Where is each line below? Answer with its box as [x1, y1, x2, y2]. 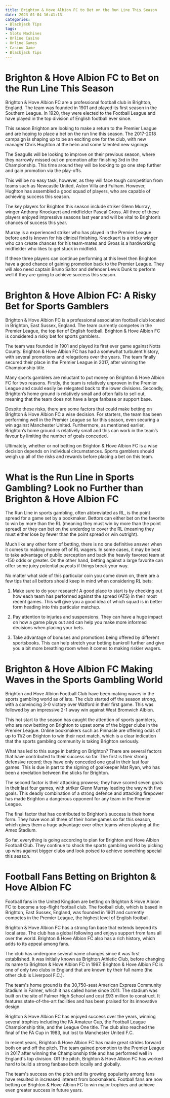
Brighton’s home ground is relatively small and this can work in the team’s [5, 428, 158, 434]
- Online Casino [5, 36, 39, 41]
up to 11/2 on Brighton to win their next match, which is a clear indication [5, 733, 156, 739]
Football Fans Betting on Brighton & [5, 871, 157, 883]
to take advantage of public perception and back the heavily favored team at [5, 552, 165, 558]
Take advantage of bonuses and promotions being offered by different [12, 634, 159, 640]
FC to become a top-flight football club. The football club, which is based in [5, 904, 163, 910]
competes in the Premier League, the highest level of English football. [5, 915, 150, 921]
